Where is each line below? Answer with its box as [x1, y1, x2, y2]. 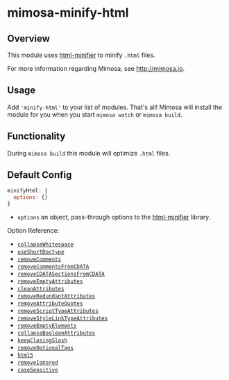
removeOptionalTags [17, 345, 74, 352]
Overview [7, 33, 51, 44]
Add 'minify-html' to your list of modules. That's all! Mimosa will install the [7, 103, 223, 111]
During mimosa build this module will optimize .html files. [7, 149, 171, 157]
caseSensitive [17, 367, 58, 374]
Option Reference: [7, 226, 60, 235]
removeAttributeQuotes [17, 300, 83, 307]
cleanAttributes [17, 286, 65, 292]
